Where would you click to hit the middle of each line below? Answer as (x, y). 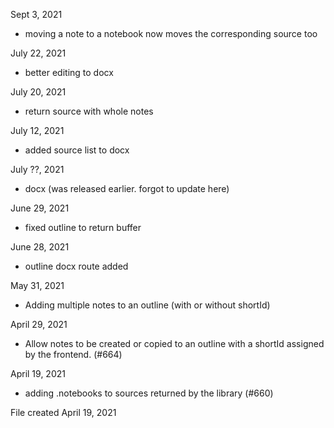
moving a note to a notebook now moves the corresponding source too (171, 33)
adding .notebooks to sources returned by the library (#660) (149, 393)
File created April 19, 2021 (63, 412)
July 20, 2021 (38, 92)
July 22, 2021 (38, 53)
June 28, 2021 (40, 247)
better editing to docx (69, 72)
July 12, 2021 (37, 130)
